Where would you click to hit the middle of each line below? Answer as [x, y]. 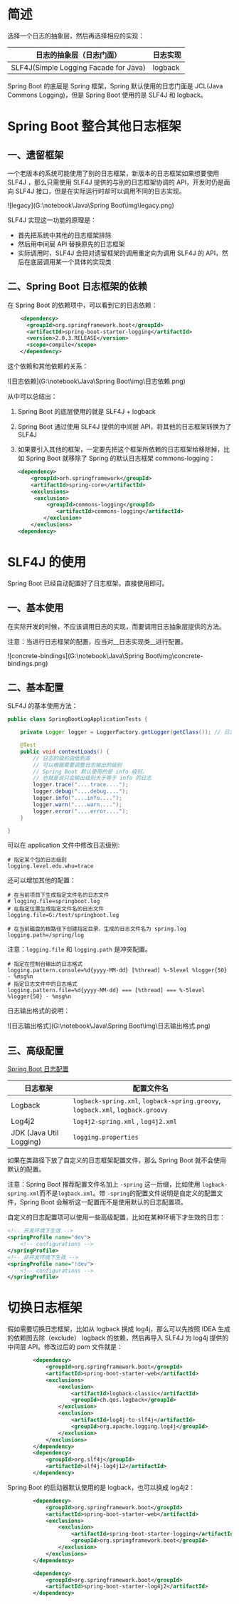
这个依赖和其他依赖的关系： [48, 366]
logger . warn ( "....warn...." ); [78, 804]
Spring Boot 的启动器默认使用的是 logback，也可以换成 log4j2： [101, 1487]
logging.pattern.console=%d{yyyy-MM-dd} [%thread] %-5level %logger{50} [117, 970]
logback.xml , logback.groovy [121, 1110]
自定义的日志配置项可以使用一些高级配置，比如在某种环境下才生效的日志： [116, 1217]
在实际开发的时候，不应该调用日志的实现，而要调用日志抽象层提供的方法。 [116, 626]
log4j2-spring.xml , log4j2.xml [125, 1121]
